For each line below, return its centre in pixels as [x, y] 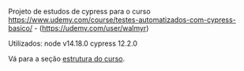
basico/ [21, 28]
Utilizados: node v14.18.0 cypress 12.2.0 [73, 43]
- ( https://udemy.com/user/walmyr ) [92, 28]
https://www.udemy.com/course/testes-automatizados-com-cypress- [122, 20]
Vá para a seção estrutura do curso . [66, 59]
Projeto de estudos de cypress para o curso [80, 11]
